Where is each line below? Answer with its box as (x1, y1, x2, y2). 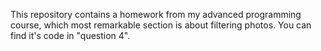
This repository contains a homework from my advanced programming (10, 9, 302, 20)
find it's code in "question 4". (10, 30, 131, 41)
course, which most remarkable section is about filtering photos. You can (10, 19, 312, 31)
